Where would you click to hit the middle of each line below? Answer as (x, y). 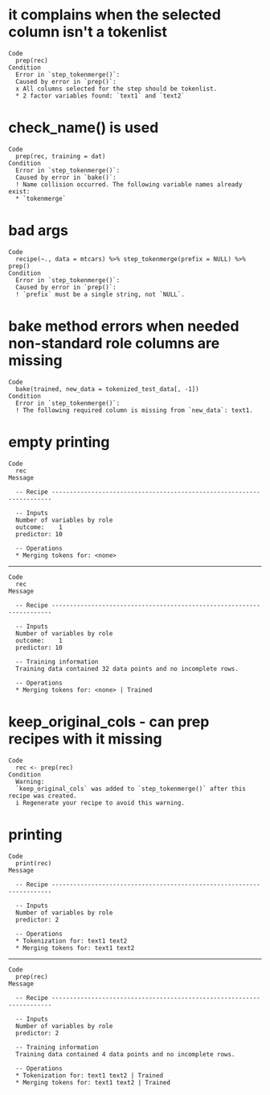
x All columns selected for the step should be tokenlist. (117, 89)
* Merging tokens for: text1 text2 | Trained (93, 1082)
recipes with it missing (85, 739)
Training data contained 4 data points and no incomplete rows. (125, 1054)
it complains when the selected (115, 15)
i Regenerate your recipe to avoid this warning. (100, 803)
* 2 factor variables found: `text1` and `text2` (100, 96)
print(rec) (34, 863)
